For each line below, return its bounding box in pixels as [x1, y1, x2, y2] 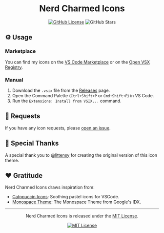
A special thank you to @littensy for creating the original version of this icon [5, 152, 158, 158]
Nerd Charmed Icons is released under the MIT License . [25, 213, 139, 219]
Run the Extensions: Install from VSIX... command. [12, 98, 122, 104]
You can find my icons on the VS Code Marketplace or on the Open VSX [5, 59, 150, 65]
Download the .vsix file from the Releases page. [12, 87, 110, 93]
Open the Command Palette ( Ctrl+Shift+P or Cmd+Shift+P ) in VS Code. [12, 92, 154, 98]
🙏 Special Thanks [5, 139, 59, 148]
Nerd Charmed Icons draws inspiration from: [5, 184, 95, 191]
